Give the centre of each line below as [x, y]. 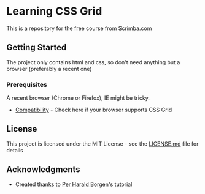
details [15, 150]
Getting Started [37, 47]
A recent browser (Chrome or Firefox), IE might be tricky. [78, 98]
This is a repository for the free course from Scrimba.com [79, 28]
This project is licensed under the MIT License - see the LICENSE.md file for [102, 144]
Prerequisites [27, 84]
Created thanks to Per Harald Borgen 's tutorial [74, 184]
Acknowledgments [44, 170]
